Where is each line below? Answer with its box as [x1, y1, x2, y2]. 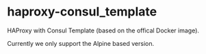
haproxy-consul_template [7, 4, 157, 20]
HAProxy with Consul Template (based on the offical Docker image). [7, 26, 200, 34]
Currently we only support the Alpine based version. [7, 39, 155, 47]
